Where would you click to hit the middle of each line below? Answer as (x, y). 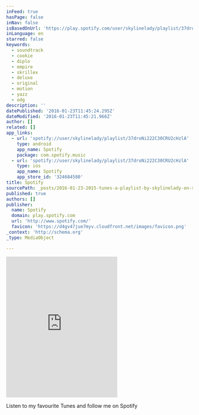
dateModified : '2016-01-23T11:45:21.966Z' (59, 116)
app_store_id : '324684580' (50, 177)
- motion (22, 89)
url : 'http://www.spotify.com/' (52, 221)
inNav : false (22, 23)
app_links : (20, 133)
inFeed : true (22, 12)
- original (25, 84)
